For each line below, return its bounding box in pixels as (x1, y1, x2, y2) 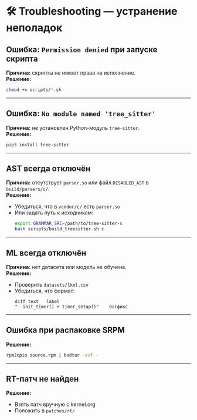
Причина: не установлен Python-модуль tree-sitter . (6, 124, 140, 131)
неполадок (6, 21, 63, 35)
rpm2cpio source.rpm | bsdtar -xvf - (6, 352, 98, 358)
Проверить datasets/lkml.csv (14, 281, 89, 288)
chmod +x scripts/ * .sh (6, 87, 62, 93)
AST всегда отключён (6, 163, 91, 173)
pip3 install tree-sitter (6, 142, 69, 147)
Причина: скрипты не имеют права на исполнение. (6, 69, 136, 76)
